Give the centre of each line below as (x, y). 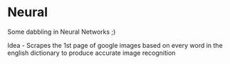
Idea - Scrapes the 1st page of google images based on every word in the (115, 45)
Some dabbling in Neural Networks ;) (62, 32)
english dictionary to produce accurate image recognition (92, 53)
